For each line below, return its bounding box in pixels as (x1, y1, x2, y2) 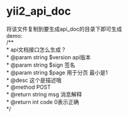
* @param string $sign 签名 (6, 61, 76, 68)
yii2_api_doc (6, 4, 71, 18)
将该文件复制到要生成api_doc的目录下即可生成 (6, 25, 123, 32)
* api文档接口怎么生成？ (6, 46, 66, 53)
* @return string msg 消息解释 (6, 90, 82, 98)
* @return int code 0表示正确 (6, 98, 79, 105)
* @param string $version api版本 (6, 53, 91, 61)
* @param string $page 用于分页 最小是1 (6, 68, 108, 76)
